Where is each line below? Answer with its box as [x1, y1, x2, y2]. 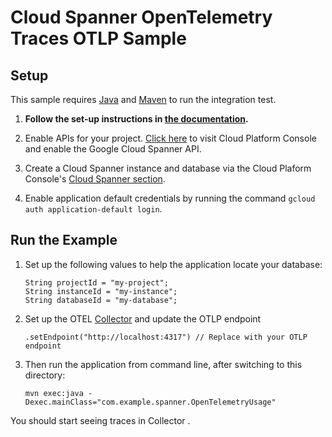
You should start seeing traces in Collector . [10, 414, 191, 426]
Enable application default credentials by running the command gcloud [24, 192, 316, 204]
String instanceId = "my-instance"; [24, 286, 178, 296]
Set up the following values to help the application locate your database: [24, 258, 323, 270]
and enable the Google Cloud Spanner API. [24, 143, 202, 155]
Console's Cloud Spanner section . [24, 173, 166, 185]
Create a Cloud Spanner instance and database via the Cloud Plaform [24, 162, 312, 174]
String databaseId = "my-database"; [24, 295, 178, 305]
